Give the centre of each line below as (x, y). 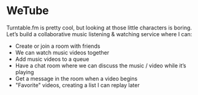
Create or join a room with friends (58, 46)
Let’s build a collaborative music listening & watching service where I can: (99, 34)
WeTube (28, 11)
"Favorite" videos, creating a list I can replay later (77, 85)
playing (25, 72)
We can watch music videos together (62, 52)
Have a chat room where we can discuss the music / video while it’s (101, 66)
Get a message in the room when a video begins (76, 78)
